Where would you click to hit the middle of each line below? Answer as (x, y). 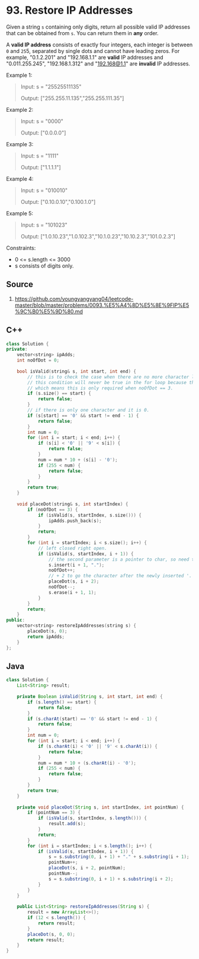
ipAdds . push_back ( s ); (75, 521)
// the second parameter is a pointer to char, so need (119, 559)
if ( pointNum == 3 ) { (54, 813)
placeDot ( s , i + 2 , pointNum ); (87, 868)
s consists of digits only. (44, 266)
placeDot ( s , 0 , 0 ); (52, 934)
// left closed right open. (73, 548)
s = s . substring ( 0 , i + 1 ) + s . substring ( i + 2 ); (111, 879)
